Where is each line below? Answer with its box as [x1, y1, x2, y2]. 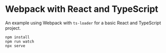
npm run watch [5, 39, 35, 44]
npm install [5, 35, 30, 40]
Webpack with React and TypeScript [5, 3, 159, 15]
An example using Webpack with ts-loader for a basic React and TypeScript [5, 20, 161, 26]
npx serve [5, 43, 26, 48]
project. [5, 25, 21, 31]
